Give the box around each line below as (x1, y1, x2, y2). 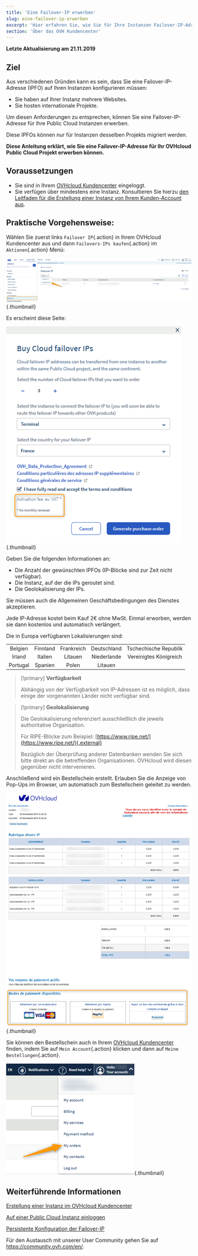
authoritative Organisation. (20, 721, 85, 729)
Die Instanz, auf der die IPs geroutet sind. (14, 580, 115, 587)
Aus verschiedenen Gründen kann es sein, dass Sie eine (6, 78, 143, 85)
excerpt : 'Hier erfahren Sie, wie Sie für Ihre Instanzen (6, 22, 151, 28)
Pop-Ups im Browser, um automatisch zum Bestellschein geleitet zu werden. (6, 781, 192, 788)
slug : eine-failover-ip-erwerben (6, 15, 88, 22)
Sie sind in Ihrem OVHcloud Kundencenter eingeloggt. (14, 182, 146, 189)
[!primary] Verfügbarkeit (20, 675, 81, 682)
